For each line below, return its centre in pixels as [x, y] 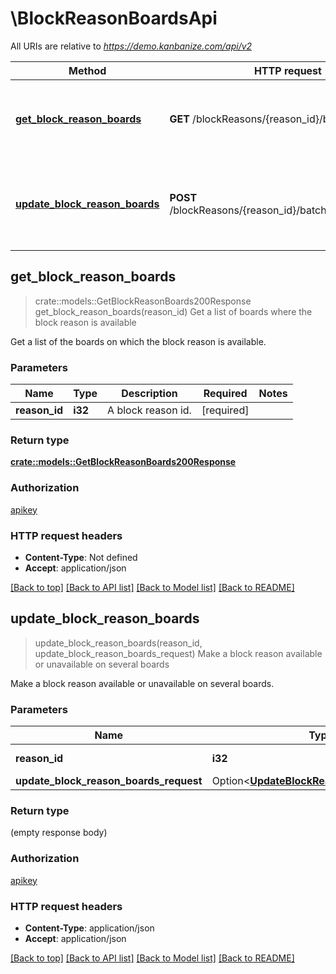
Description [149, 394]
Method [87, 70]
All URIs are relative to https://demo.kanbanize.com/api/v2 [131, 46]
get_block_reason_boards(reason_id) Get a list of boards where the [173, 311]
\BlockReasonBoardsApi [114, 18]
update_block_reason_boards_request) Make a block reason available [178, 653]
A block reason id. [149, 410]
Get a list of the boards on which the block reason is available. [138, 341]
